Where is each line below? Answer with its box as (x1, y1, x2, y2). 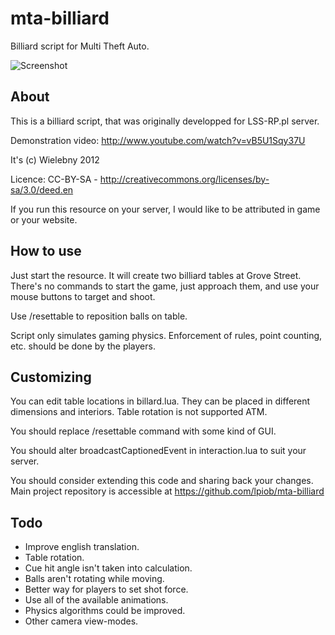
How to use (10, 243, 82, 260)
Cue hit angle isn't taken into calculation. (24, 562, 193, 574)
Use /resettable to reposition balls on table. (10, 310, 188, 322)
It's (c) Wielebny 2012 (10, 153, 100, 166)
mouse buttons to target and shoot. (10, 290, 156, 302)
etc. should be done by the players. (10, 340, 156, 352)
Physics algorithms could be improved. (24, 605, 186, 617)
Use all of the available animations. (24, 594, 169, 606)
